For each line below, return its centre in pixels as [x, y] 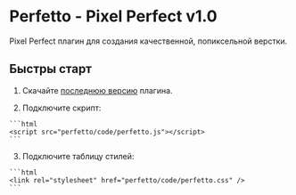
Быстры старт [50, 69]
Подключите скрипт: [62, 108]
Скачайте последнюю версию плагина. [97, 90]
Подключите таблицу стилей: [78, 156]
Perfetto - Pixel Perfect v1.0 [113, 16]
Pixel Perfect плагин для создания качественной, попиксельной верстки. [148, 41]
